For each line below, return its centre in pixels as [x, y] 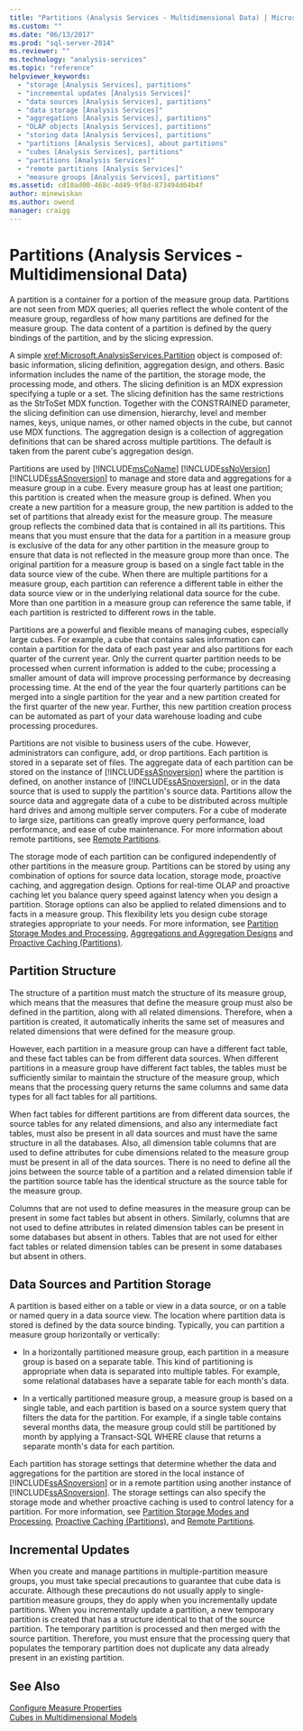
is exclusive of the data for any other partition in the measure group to [139, 545]
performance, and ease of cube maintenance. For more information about [146, 829]
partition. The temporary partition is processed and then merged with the [145, 1629]
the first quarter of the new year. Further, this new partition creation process [151, 706]
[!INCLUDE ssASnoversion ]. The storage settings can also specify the [138, 1493]
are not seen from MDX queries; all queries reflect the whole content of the [149, 308]
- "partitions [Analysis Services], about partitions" [123, 143]
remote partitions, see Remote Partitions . [85, 839]
